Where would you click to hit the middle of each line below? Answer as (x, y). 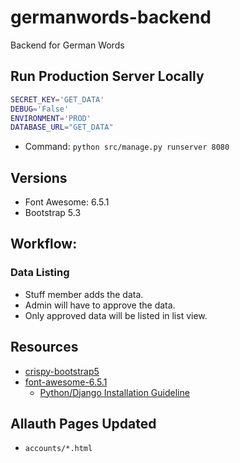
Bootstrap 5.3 (53, 213)
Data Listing (40, 273)
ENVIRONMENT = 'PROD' (51, 118)
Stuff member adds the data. (84, 294)
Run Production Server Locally (107, 76)
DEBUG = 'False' (40, 109)
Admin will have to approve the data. (100, 305)
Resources (44, 347)
